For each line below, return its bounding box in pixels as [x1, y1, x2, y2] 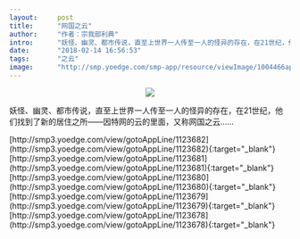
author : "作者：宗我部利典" [9, 29, 119, 38]
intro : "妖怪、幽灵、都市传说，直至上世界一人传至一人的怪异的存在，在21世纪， [9, 37, 288, 47]
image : [9, 63, 34, 72]
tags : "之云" [9, 54, 79, 63]
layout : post [9, 12, 74, 22]
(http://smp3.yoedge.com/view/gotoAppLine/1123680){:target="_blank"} [9, 181, 277, 192]
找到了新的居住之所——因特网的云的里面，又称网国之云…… [16, 116, 235, 127]
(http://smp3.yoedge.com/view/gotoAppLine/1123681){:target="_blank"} [9, 162, 275, 173]
